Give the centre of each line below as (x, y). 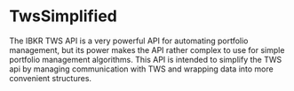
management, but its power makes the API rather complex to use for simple (147, 49)
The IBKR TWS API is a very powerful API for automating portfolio (129, 41)
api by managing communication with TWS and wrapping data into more (141, 69)
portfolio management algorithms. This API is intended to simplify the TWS (146, 59)
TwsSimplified (64, 16)
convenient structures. (50, 78)
